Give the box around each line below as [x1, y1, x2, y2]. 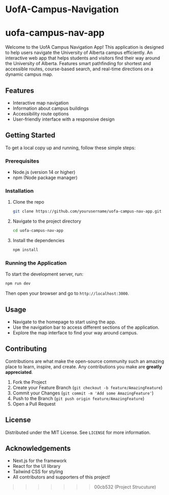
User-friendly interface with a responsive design [12, 116, 115, 122]
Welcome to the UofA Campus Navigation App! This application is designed [5, 44, 164, 50]
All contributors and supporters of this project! [12, 474, 111, 480]
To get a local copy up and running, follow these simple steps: [5, 145, 136, 151]
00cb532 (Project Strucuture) [94, 484, 157, 490]
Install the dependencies [12, 237, 65, 244]
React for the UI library [12, 463, 61, 469]
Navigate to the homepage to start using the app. [12, 319, 116, 325]
